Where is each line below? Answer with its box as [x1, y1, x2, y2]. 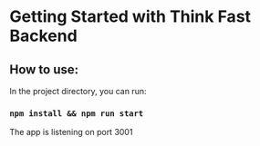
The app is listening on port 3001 [9, 127, 133, 138]
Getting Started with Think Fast [9, 6, 252, 27]
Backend [9, 25, 78, 46]
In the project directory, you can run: [9, 86, 147, 96]
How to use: [9, 62, 79, 77]
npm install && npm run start [9, 108, 144, 119]
